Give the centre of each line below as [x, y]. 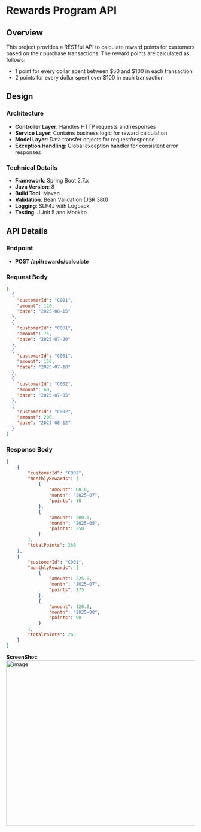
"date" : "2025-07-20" [44, 339]
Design [20, 96]
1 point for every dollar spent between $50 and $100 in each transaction [103, 71]
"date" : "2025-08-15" [44, 311]
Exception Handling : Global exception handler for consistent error [96, 146]
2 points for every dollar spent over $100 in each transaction [89, 78]
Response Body [29, 449]
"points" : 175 [66, 590]
